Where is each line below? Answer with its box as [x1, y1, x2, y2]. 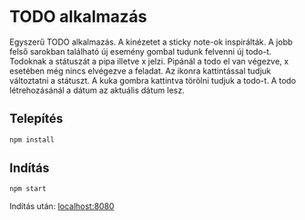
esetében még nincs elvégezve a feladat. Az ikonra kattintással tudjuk [9, 65, 271, 76]
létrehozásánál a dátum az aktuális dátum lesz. [9, 85, 185, 95]
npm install [9, 135, 55, 145]
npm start [9, 185, 47, 194]
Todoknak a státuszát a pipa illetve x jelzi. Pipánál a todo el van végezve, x [9, 55, 290, 66]
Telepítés [9, 111, 64, 126]
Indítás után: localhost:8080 [9, 201, 115, 212]
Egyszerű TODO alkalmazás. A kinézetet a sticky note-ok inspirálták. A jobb [9, 36, 293, 47]
